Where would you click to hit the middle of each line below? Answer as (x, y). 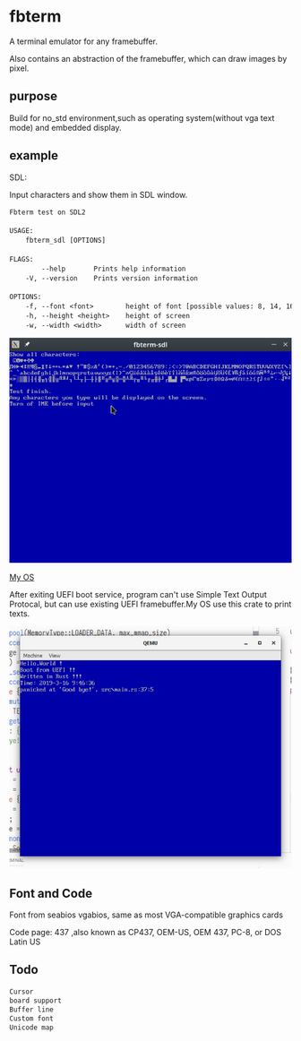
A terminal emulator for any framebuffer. (84, 41)
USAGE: (21, 231)
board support (36, 1001)
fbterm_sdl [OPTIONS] (65, 241)
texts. (20, 614)
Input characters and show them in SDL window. (99, 194)
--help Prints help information (114, 269)
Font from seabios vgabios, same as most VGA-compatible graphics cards (146, 915)
